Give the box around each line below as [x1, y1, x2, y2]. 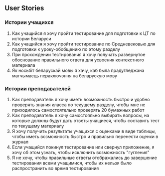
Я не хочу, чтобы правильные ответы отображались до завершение [11, 155, 158, 161]
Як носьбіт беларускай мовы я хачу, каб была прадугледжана [11, 67, 145, 73]
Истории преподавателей [4, 85, 71, 92]
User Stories [4, 4, 44, 12]
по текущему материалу [11, 123, 64, 129]
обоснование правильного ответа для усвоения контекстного [11, 57, 145, 63]
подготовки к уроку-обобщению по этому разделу [11, 46, 121, 52]
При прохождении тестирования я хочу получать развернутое [11, 51, 146, 57]
